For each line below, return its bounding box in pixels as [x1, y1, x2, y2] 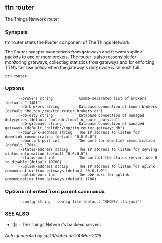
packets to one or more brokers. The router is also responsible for [5, 54, 137, 60]
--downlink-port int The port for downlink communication [17, 139, 155, 143]
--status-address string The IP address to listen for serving [17, 147, 158, 152]
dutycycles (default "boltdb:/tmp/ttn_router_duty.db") [5, 117, 120, 122]
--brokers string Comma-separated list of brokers [17, 96, 146, 101]
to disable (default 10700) [5, 160, 62, 165]
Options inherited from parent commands [5, 188, 105, 195]
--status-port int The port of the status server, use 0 [17, 156, 158, 160]
